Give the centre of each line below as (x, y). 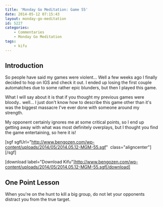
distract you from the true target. (38, 199)
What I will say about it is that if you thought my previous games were (75, 97)
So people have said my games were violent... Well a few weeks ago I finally (81, 77)
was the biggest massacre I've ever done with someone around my (72, 107)
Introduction (24, 66)
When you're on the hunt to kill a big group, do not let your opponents (75, 194)
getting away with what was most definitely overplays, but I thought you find (81, 127)
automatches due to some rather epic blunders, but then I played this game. (81, 88)
